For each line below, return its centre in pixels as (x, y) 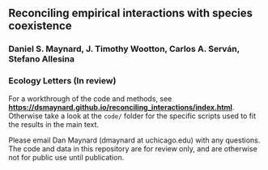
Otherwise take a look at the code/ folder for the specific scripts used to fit (132, 116)
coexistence (40, 26)
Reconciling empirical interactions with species (131, 13)
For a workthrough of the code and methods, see (90, 98)
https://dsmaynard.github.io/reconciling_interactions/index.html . (121, 107)
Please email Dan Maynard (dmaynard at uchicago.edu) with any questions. (134, 140)
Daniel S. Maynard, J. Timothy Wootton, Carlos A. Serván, (124, 49)
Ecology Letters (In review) (62, 81)
